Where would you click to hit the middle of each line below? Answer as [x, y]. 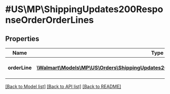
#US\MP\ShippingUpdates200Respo [84, 9]
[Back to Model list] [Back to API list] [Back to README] [63, 86]
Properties [22, 39]
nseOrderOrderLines [50, 20]
